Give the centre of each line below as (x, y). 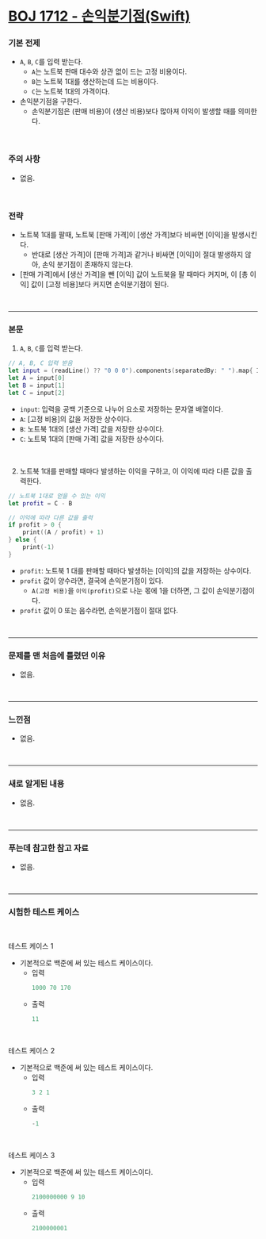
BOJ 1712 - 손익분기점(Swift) (99, 16)
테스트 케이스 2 (32, 1050)
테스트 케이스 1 (31, 946)
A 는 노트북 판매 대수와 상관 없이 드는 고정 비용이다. (109, 71)
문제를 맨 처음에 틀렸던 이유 (57, 655)
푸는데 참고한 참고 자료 (49, 848)
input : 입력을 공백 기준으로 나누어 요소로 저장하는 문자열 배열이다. (122, 409)
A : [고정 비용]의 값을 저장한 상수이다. (76, 419)
